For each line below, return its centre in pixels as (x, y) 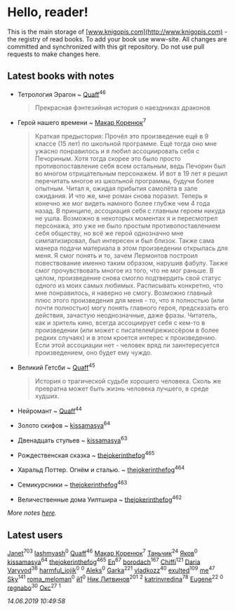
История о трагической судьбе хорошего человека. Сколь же (128, 381)
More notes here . (32, 513)
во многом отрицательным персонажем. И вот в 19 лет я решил (131, 173)
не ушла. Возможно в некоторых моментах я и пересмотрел (126, 218)
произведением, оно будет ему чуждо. (93, 353)
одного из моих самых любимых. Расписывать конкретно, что (129, 286)
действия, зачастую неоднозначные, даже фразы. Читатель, (126, 315)
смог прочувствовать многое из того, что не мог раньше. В (124, 270)
